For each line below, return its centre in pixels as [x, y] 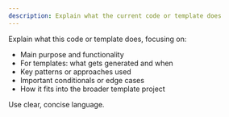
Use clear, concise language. [56, 104]
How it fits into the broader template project [92, 89]
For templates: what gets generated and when [96, 63]
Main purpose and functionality [72, 54]
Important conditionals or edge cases [82, 80]
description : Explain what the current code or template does [115, 16]
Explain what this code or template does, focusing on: [98, 39]
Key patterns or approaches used [75, 71]
